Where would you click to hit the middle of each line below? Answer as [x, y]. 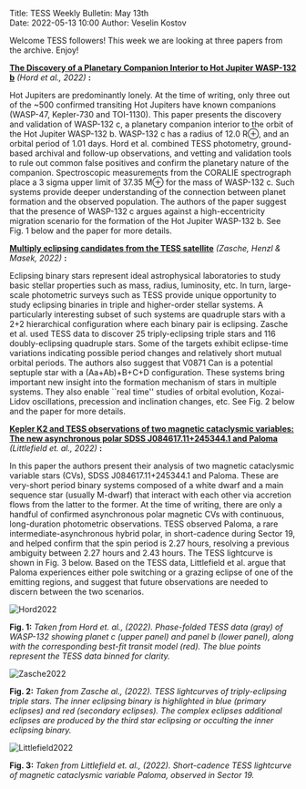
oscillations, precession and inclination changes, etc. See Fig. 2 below [163, 401]
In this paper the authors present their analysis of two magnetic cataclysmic [152, 466]
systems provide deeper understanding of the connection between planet [148, 192]
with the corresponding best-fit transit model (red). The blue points [135, 646]
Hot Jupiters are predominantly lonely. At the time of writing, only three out [150, 95]
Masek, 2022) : [38, 258]
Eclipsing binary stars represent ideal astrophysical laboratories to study [145, 276]
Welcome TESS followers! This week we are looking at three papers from [146, 41]
